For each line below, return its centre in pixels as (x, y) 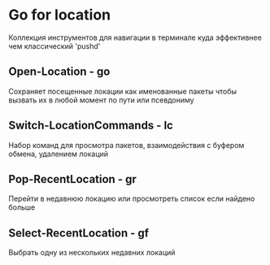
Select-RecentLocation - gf (78, 233)
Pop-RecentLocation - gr (72, 179)
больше (22, 207)
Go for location (60, 15)
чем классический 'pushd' (54, 46)
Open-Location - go (59, 72)
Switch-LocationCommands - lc (91, 126)
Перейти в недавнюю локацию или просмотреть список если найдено (132, 199)
